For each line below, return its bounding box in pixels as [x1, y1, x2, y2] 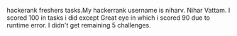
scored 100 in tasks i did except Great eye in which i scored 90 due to [6, 13, 211, 22]
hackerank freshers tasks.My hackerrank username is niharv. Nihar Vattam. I [6, 6, 231, 14]
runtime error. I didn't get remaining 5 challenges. [6, 21, 152, 29]
